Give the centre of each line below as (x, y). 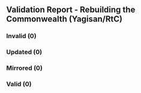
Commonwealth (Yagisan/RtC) (64, 19)
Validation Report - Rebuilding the (71, 10)
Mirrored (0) (25, 68)
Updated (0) (24, 52)
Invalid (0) (22, 36)
